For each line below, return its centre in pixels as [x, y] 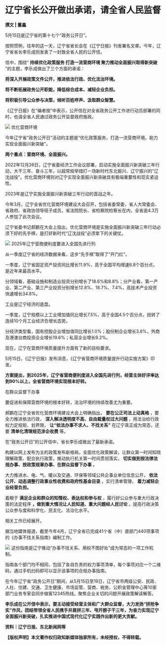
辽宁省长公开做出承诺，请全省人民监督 [83, 10]
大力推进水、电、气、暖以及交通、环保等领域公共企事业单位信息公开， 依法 [82, 475]
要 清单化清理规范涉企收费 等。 [37, 431]
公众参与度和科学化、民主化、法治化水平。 [48, 510]
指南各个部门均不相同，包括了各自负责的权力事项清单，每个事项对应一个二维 [83, 564]
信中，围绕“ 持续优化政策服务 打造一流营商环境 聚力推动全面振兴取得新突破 [81, 62]
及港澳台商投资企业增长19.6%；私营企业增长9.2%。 [58, 337]
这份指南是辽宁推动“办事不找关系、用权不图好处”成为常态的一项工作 [80, 548]
